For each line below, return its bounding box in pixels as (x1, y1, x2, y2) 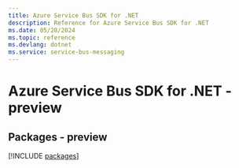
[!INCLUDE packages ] (8, 151, 79, 160)
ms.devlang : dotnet (8, 41, 72, 49)
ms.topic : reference (8, 33, 76, 42)
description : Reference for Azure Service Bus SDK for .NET (8, 19, 210, 27)
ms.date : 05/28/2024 (8, 26, 76, 34)
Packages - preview (8, 130, 108, 144)
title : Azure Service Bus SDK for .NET (8, 11, 139, 20)
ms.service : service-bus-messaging (8, 48, 125, 56)
